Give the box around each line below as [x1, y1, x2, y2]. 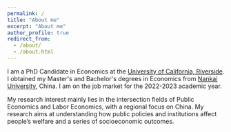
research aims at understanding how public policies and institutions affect [7, 109, 217, 118]
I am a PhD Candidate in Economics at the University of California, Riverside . [7, 67, 225, 76]
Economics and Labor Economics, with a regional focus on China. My [7, 102, 204, 111]
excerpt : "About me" [7, 23, 67, 30]
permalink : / [7, 10, 45, 17]
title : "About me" [7, 16, 60, 23]
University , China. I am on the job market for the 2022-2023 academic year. [7, 82, 222, 90]
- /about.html [13, 49, 54, 56]
